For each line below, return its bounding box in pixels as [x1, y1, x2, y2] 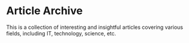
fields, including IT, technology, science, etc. [6, 29, 117, 37]
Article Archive [6, 4, 83, 18]
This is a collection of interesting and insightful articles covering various [6, 24, 184, 31]
